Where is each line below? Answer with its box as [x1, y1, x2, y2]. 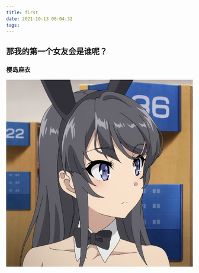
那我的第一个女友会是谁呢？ [6, 46, 108, 56]
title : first [6, 9, 38, 15]
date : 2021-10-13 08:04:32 [6, 15, 73, 22]
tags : [6, 22, 20, 28]
